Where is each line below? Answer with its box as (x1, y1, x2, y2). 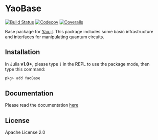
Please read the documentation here (5, 102, 79, 108)
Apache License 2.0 (5, 129, 45, 135)
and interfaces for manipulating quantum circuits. (5, 34, 104, 40)
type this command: (5, 66, 45, 72)
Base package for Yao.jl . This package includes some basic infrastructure (5, 28, 154, 34)
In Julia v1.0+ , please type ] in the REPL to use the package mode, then (5, 61, 150, 67)
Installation (5, 48, 40, 56)
